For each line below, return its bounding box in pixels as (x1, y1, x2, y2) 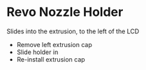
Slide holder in (16, 48, 59, 56)
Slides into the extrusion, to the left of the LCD (6, 27, 140, 35)
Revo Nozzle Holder (6, 4, 124, 20)
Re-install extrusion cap (16, 55, 85, 63)
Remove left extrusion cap (16, 40, 92, 49)
